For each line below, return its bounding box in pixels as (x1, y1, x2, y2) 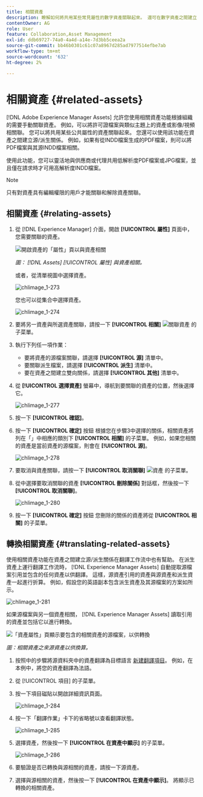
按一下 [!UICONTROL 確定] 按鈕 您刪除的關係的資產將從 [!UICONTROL (14, 512, 190, 519)
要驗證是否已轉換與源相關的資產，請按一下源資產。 (14, 764, 143, 771)
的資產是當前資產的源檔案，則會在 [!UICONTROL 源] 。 (14, 442, 151, 449)
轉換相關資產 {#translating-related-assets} (6, 539, 170, 549)
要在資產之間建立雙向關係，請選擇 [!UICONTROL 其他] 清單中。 (24, 369, 182, 377)
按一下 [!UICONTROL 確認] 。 (14, 414, 88, 421)
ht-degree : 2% (6, 59, 42, 65)
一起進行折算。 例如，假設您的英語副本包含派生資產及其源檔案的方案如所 (11, 579, 193, 586)
